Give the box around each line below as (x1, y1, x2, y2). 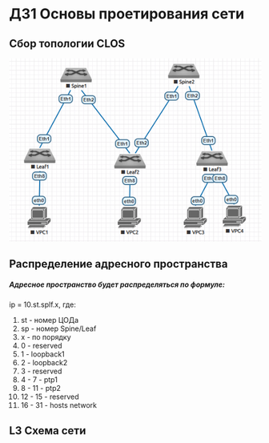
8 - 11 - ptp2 (20, 384, 61, 393)
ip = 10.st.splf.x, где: (9, 300, 77, 309)
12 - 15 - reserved (20, 392, 79, 401)
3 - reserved (20, 366, 62, 377)
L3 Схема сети (9, 424, 86, 437)
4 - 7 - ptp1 (20, 375, 58, 385)
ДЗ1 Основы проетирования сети (9, 5, 245, 23)
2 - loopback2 (20, 358, 68, 368)
